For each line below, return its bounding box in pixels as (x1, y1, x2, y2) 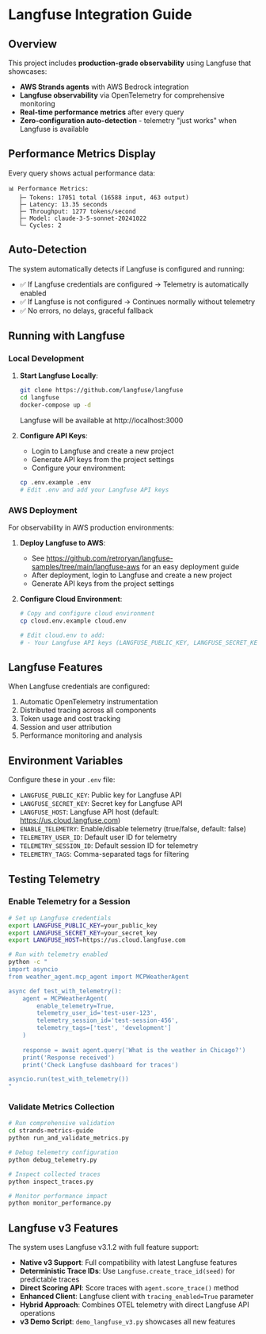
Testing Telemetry (8, 872, 101, 886)
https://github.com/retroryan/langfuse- (46, 553, 174, 563)
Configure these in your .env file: (8, 775, 116, 785)
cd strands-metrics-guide (8, 1127, 93, 1135)
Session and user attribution (19, 723, 112, 732)
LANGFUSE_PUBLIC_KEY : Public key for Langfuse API (19, 790, 182, 800)
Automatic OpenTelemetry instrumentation (19, 697, 158, 707)
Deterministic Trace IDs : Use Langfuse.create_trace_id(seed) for (19, 1267, 235, 1276)
